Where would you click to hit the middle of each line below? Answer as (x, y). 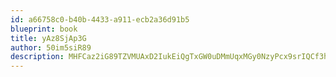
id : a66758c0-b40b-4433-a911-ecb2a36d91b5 (100, 19)
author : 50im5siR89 (51, 47)
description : (37, 57)
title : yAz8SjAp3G (48, 38)
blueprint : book (44, 29)
